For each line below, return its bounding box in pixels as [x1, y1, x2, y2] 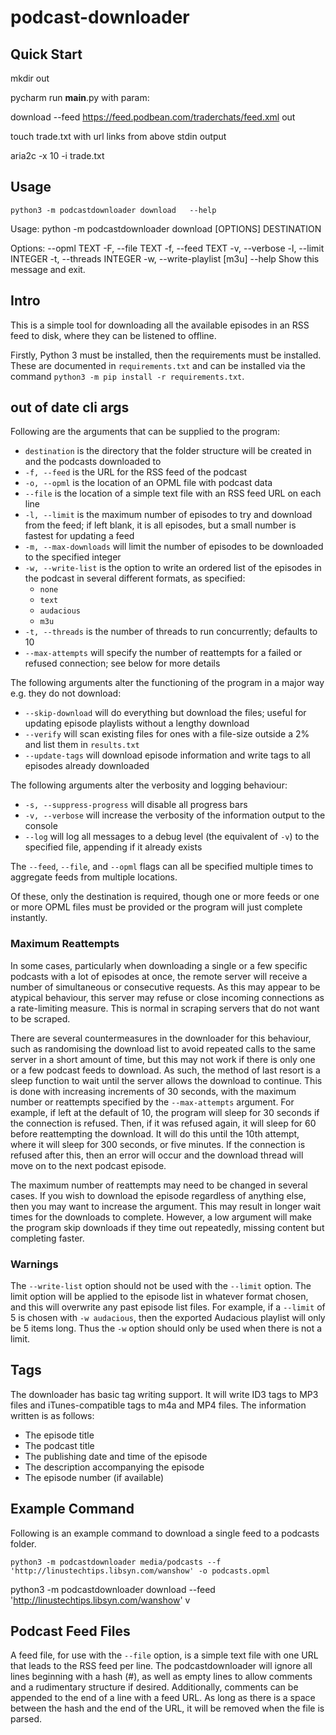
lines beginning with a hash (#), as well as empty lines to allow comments [10, 1671, 313, 1683]
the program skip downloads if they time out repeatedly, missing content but [10, 1221, 325, 1233]
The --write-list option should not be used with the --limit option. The [10, 1280, 312, 1292]
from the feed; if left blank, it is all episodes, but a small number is [24, 519, 297, 531]
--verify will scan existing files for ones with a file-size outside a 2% [24, 728, 310, 740]
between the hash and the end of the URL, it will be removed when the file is [10, 1702, 325, 1715]
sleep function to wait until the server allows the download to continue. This [10, 1074, 323, 1086]
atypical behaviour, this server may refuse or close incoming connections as [10, 991, 325, 1003]
